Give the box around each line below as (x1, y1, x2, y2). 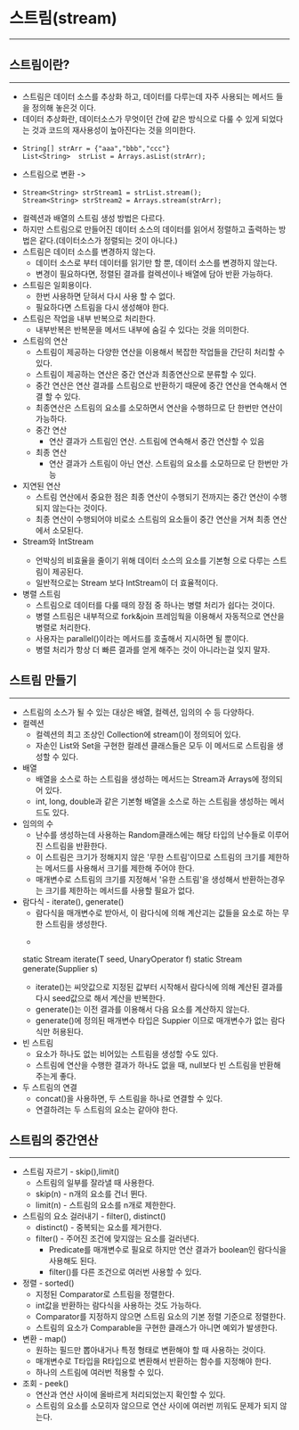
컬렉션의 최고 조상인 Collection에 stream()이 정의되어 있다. (35, 729, 242, 740)
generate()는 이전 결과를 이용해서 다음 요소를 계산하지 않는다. (35, 1004, 250, 1014)
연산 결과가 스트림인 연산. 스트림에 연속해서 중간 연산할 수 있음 (48, 435, 265, 446)
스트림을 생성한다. (44, 918, 108, 929)
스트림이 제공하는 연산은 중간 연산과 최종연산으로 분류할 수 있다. (35, 368, 256, 379)
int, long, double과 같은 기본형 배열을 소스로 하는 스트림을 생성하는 (35, 796, 269, 806)
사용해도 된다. (48, 1255, 97, 1267)
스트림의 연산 (21, 335, 69, 346)
